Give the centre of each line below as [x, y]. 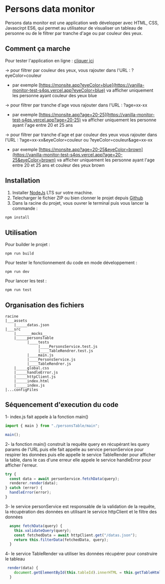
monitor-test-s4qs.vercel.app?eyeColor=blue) [59, 90]
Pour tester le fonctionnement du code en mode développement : [71, 263]
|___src [13, 329]
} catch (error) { [24, 488]
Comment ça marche [38, 49]
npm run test [18, 290]
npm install [17, 217]
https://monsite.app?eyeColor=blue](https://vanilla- [92, 85]
